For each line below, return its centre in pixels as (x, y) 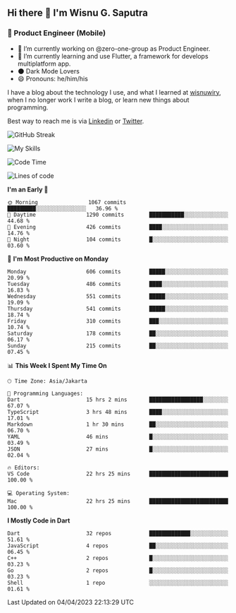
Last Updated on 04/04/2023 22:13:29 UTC (71, 602)
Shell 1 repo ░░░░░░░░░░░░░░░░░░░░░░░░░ (118, 583)
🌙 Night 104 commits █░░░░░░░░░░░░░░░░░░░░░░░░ (118, 239)
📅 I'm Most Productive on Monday (58, 258)
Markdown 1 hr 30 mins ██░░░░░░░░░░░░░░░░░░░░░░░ (118, 424)
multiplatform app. (44, 64)
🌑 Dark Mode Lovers (48, 71)
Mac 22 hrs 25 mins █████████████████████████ (118, 501)
